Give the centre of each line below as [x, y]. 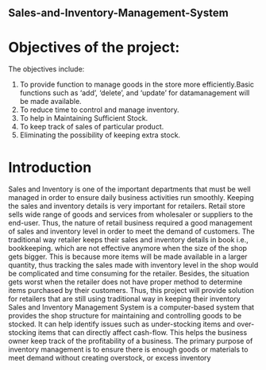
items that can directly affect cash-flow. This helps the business [143, 333]
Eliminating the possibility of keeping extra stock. [100, 135]
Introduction [50, 167]
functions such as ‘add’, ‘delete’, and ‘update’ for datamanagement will [135, 93]
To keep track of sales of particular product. [92, 127]
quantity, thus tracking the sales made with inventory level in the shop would [133, 265]
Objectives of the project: [94, 47]
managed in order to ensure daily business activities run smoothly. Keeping [131, 198]
